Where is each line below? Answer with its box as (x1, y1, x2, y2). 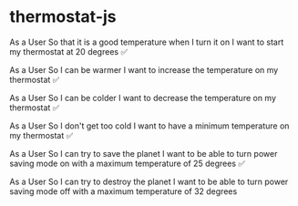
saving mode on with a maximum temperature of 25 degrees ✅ (9, 158, 246, 169)
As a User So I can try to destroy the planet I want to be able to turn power (9, 176, 289, 187)
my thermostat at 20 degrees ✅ (9, 46, 128, 57)
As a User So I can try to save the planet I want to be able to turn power (9, 148, 278, 159)
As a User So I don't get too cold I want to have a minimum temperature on (9, 120, 290, 131)
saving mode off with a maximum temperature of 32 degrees (9, 185, 238, 197)
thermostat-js (9, 6, 117, 27)
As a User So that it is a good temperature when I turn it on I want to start (9, 36, 284, 47)
